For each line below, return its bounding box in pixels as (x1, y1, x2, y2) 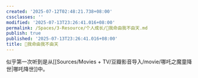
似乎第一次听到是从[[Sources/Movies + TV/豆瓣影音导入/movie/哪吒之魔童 (6, 58, 187, 65)
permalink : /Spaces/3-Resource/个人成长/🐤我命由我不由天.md (6, 25, 148, 31)
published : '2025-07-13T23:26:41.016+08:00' (6, 36, 118, 42)
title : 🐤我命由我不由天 (6, 42, 59, 48)
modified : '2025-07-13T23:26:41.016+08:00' (6, 19, 116, 25)
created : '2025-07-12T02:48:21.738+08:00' (6, 8, 113, 15)
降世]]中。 (23, 65, 49, 72)
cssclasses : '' (6, 14, 44, 20)
